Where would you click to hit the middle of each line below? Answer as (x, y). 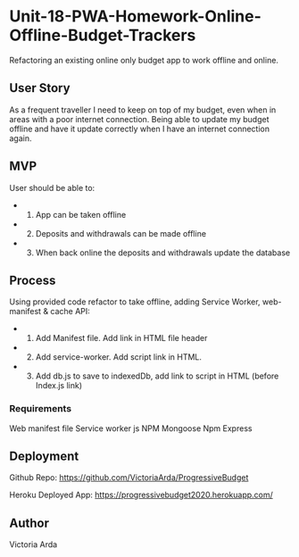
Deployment (44, 457)
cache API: (71, 312)
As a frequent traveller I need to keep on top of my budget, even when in (143, 110)
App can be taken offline (81, 214)
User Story (40, 88)
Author (29, 523)
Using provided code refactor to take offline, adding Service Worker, (135, 302)
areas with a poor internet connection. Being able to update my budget (139, 119)
